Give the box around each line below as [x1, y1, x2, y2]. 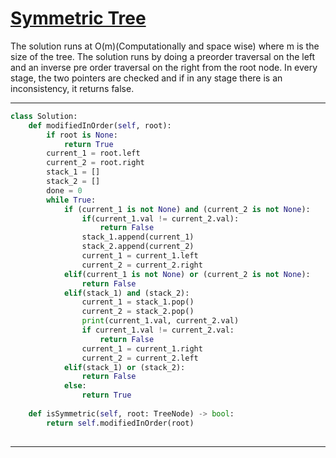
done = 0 [46, 185, 83, 196]
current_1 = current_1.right [81, 343, 203, 354]
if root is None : [46, 130, 118, 140]
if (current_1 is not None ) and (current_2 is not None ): [63, 204, 311, 214]
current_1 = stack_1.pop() [81, 297, 195, 307]
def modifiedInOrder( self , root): [28, 120, 172, 131]
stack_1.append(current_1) [81, 232, 195, 242]
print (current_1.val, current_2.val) [81, 316, 240, 326]
